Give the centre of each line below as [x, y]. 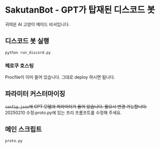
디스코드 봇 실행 [27, 41]
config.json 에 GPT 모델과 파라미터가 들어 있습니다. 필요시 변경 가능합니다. [76, 106]
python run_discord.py [28, 52]
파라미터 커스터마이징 [35, 94]
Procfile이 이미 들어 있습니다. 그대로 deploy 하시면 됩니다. [60, 77]
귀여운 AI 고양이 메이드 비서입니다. [38, 24]
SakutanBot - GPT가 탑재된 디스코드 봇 [80, 10]
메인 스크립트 [24, 129]
